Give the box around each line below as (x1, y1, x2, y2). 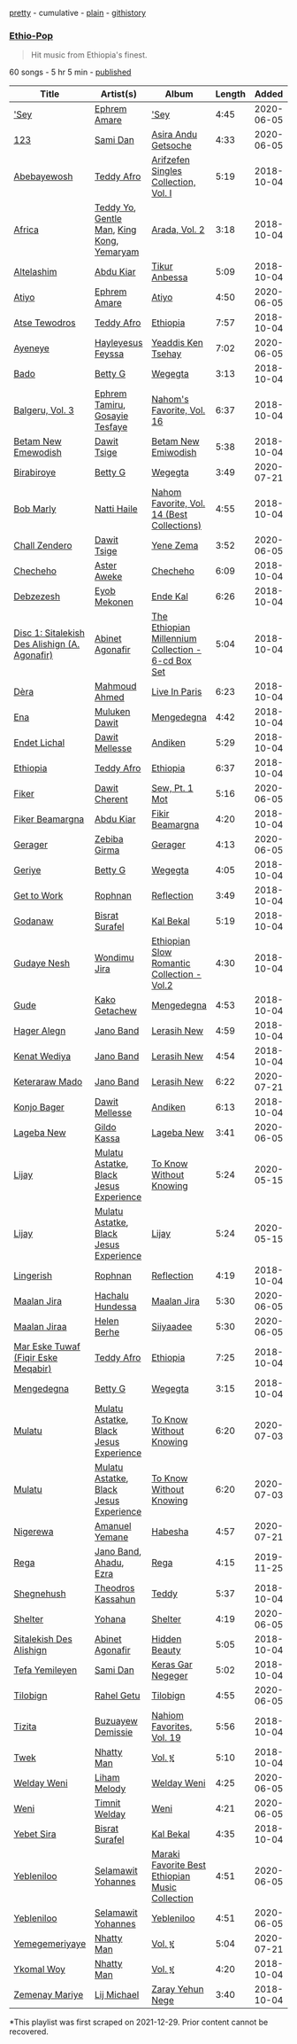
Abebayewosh (13, 170, 73, 183)
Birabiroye (13, 466, 57, 479)
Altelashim (13, 266, 57, 278)
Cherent (94, 793, 128, 806)
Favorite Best (151, 1859, 206, 1871)
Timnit (94, 1797, 121, 1809)
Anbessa (151, 271, 188, 284)
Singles (151, 165, 183, 177)
